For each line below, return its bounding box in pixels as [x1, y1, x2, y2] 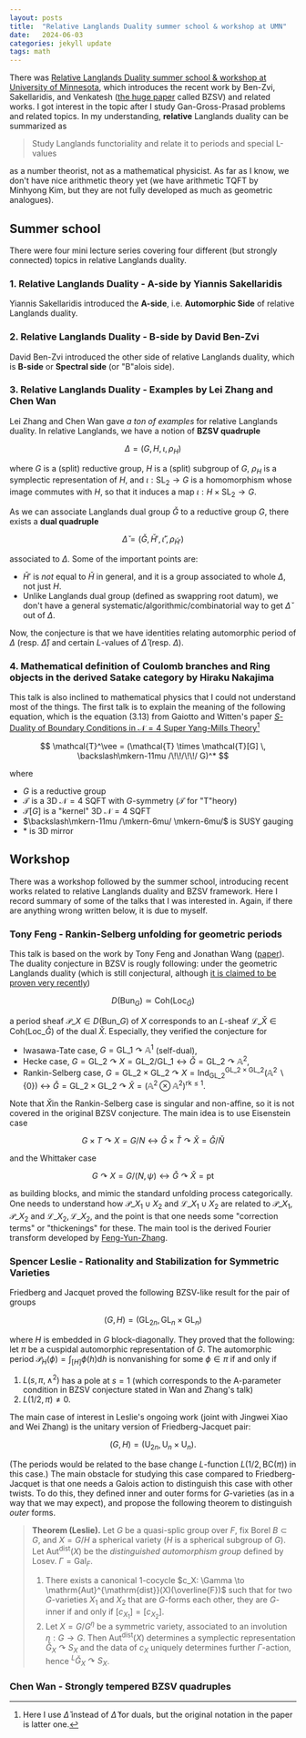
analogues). [9, 195, 55, 206]
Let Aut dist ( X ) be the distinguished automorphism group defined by [31, 1544, 284, 1557]
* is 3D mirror [22, 825, 75, 836]
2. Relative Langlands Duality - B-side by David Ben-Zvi [9, 330, 260, 343]
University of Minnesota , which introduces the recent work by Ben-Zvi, [9, 82, 276, 93]
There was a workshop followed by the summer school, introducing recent [9, 876, 289, 887]
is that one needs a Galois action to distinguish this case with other [42, 1479, 293, 1489]
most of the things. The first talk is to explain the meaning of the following [9, 702, 286, 713]
